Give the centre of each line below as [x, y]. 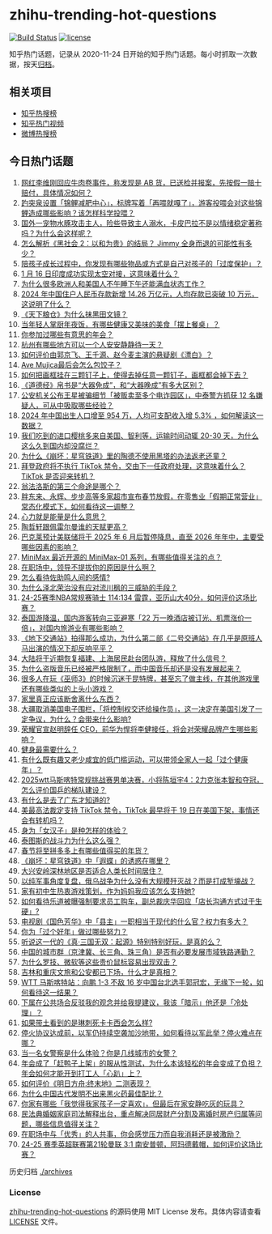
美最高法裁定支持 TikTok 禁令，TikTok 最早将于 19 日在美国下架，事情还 [140, 810]
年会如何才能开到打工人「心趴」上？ [81, 1073]
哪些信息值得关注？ [67, 1124]
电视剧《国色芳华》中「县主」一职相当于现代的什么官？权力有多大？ [134, 921]
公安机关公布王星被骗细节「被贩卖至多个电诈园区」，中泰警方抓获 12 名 [138, 395]
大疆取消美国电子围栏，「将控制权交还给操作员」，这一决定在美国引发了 [138, 708]
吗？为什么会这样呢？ [56, 233]
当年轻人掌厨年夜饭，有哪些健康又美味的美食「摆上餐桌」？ [120, 324]
